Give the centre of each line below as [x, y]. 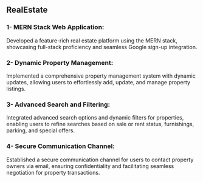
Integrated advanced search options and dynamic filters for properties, [95, 118]
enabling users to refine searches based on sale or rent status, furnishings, [100, 124]
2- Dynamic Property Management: [60, 62]
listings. [16, 89]
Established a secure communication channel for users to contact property [100, 160]
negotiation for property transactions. [53, 172]
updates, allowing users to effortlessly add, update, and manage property [98, 82]
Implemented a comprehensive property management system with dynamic [101, 76]
